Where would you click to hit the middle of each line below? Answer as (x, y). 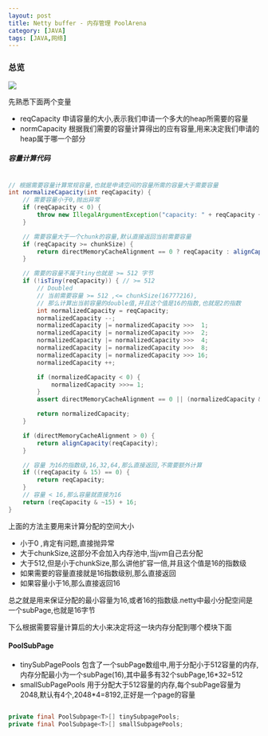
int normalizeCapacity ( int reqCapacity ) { (80, 193)
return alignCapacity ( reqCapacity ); (98, 443)
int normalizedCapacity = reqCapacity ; (103, 310)
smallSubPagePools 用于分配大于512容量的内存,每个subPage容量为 (130, 684)
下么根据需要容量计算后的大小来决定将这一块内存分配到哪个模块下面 (120, 627)
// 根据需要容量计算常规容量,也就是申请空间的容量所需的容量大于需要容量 (114, 185)
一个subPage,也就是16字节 (52, 610)
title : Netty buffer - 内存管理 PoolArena (77, 23)
